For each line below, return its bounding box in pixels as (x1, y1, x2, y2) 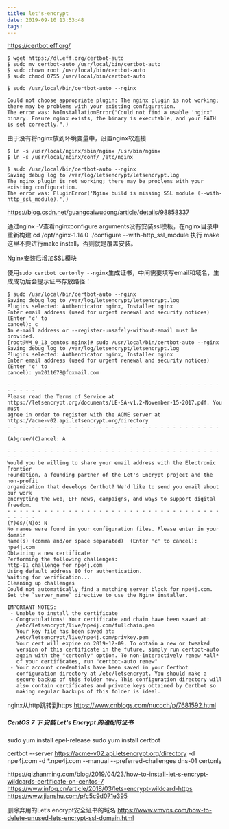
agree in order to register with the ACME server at (7, 411, 161, 418)
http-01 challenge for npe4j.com (7, 562, 103, 569)
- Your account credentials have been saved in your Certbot (10, 665, 189, 671)
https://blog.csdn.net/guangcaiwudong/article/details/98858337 (7, 208, 190, 217)
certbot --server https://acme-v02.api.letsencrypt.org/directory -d (7, 749, 195, 757)
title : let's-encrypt (7, 10, 69, 17)
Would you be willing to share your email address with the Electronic (7, 460, 216, 466)
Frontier (7, 466, 32, 473)
